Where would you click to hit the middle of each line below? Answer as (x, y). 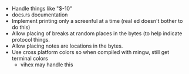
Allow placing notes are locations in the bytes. (67, 46)
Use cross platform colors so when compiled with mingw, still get (90, 52)
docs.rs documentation (40, 15)
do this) (21, 27)
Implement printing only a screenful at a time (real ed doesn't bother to (97, 21)
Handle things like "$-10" (42, 9)
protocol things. (31, 40)
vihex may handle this (47, 65)
